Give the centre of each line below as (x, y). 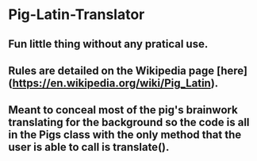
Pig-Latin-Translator (77, 15)
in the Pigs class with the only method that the (125, 135)
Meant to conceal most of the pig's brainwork (123, 110)
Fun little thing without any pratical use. (108, 44)
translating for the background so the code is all (129, 123)
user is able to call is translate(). (89, 147)
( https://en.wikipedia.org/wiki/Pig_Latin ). (113, 83)
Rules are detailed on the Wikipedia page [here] (128, 70)
